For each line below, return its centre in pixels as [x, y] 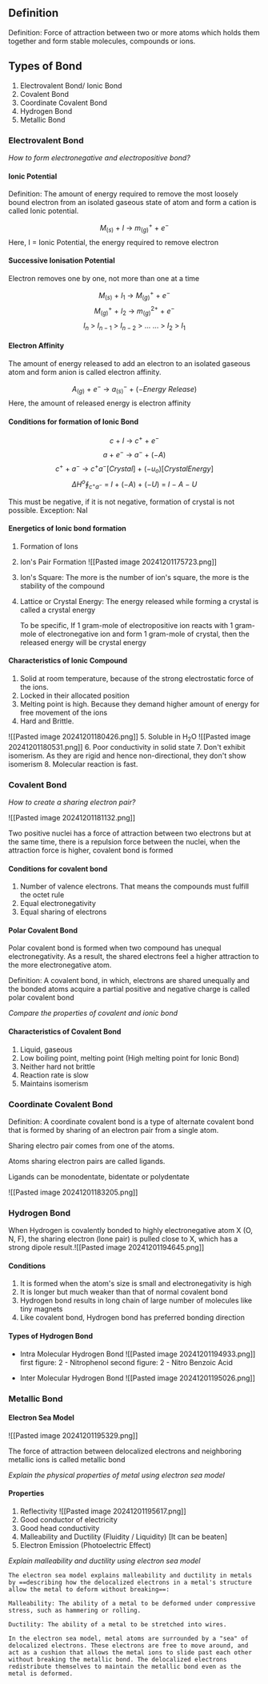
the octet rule [42, 895]
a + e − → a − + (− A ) [134, 454]
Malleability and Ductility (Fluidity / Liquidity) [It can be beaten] [124, 1537]
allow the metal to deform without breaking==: [89, 1589]
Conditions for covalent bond [58, 868]
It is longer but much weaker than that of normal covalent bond [124, 1292]
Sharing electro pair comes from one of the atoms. [92, 1146]
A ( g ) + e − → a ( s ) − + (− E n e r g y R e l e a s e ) [134, 389]
